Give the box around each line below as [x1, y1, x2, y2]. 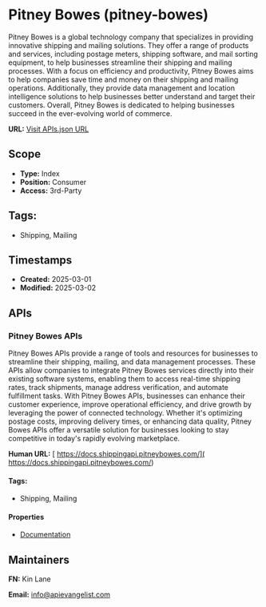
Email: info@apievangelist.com [8, 590, 110, 600]
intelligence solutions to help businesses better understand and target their [8, 91, 256, 101]
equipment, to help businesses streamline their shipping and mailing [8, 58, 233, 67]
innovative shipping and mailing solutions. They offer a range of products [8, 40, 249, 50]
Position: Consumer [19, 177, 87, 187]
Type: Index [19, 168, 60, 178]
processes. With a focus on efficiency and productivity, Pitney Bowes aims [8, 66, 254, 75]
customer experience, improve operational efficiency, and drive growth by [8, 400, 252, 409]
